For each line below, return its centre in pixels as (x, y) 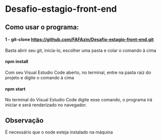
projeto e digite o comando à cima (40, 77)
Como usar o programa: (42, 27)
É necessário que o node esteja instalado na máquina (59, 132)
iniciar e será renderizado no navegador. (46, 105)
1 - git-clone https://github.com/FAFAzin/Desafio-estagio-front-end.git (80, 40)
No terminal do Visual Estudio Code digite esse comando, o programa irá (79, 100)
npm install (17, 62)
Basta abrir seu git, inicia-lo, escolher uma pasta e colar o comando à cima (81, 50)
